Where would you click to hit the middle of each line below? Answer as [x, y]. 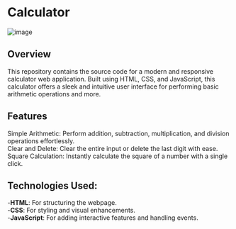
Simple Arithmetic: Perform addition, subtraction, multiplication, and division [118, 133]
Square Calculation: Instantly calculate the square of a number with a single [118, 156]
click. [15, 163]
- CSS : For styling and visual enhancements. [72, 211]
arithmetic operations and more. [54, 94]
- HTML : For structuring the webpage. [62, 203]
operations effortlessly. [41, 141]
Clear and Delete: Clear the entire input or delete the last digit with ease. [113, 148]
